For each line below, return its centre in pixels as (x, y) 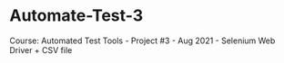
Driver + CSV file (41, 49)
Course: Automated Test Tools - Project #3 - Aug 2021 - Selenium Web (142, 40)
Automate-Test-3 (76, 16)
